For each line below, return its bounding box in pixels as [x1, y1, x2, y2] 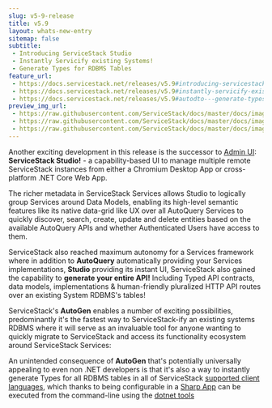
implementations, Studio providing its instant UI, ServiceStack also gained [8, 264, 256, 274]
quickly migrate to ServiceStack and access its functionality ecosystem [8, 331, 247, 341]
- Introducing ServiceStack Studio [11, 49, 132, 57]
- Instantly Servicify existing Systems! [11, 57, 154, 66]
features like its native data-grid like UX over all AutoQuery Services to [8, 206, 244, 215]
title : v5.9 [8, 19, 49, 28]
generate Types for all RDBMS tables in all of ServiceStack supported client [8, 373, 261, 383]
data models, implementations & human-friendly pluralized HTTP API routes [8, 281, 261, 291]
